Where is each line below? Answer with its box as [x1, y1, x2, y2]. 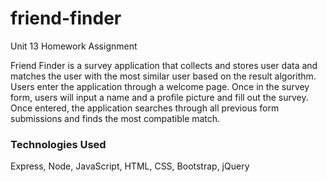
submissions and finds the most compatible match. [10, 112, 221, 124]
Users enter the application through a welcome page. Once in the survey [10, 80, 310, 92]
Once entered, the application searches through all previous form [10, 102, 280, 114]
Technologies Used [10, 137, 107, 151]
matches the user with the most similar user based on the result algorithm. [10, 70, 317, 82]
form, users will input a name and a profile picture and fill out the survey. [10, 91, 309, 103]
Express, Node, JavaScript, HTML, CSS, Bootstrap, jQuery [10, 160, 250, 172]
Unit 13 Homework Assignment [10, 40, 138, 52]
